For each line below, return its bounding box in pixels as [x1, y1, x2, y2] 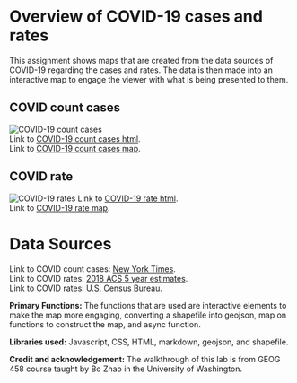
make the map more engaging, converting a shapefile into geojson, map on [9, 309, 287, 320]
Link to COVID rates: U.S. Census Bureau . [9, 283, 163, 293]
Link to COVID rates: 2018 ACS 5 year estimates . [9, 273, 188, 283]
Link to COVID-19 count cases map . [9, 143, 141, 153]
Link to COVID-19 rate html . [77, 193, 179, 204]
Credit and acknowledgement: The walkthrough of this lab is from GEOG [9, 353, 281, 364]
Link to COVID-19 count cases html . [9, 133, 141, 144]
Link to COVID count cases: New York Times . [9, 263, 177, 274]
